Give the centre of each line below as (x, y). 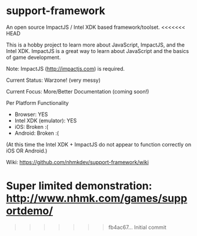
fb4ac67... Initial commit (137, 227)
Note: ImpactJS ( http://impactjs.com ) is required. (66, 68)
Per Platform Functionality (37, 103)
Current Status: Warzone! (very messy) (54, 80)
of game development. (34, 57)
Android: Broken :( (37, 133)
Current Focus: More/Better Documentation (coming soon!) (78, 91)
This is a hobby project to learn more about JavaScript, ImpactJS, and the (96, 45)
